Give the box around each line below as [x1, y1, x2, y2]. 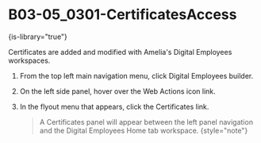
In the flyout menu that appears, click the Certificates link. [19, 102, 209, 111]
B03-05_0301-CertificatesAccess [8, 6, 237, 24]
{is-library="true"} [8, 32, 67, 41]
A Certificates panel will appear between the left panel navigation [39, 117, 254, 126]
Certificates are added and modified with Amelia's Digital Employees [8, 47, 232, 56]
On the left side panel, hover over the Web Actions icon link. [19, 86, 216, 96]
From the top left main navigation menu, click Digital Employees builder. [19, 71, 254, 80]
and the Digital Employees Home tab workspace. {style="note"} [39, 126, 248, 135]
